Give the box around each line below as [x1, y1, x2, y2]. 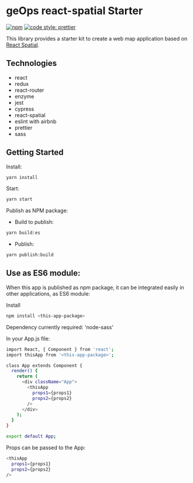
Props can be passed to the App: [6, 444, 86, 451]
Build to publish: [14, 219, 54, 226]
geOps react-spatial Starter [6, 4, 143, 18]
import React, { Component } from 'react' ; [6, 346, 114, 352]
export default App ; [6, 434, 57, 439]
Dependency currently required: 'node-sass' [6, 323, 114, 330]
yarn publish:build [6, 252, 54, 258]
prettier [14, 124, 33, 131]
